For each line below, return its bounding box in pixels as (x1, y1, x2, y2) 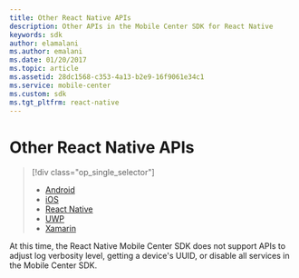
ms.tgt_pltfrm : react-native (9, 97, 120, 107)
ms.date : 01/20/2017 (9, 55, 88, 65)
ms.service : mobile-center (9, 81, 111, 90)
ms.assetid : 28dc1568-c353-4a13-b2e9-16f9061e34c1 (9, 73, 205, 82)
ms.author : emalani (9, 47, 83, 56)
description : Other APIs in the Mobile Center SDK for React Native (9, 22, 274, 31)
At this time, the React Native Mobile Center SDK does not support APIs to (9, 241, 286, 252)
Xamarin (44, 223, 77, 234)
